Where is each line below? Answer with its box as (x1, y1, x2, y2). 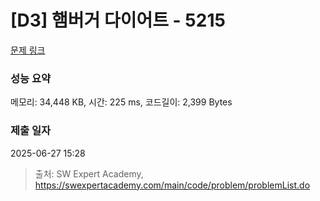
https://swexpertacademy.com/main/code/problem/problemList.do (34, 179, 311, 191)
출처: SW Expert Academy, (34, 167, 144, 180)
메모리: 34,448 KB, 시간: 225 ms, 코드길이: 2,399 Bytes (10, 96, 233, 108)
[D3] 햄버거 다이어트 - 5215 (10, 9, 226, 32)
